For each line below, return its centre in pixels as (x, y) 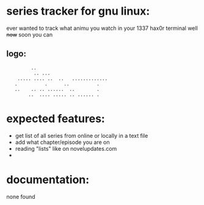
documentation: (48, 180)
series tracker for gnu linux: (78, 11)
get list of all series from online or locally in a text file (82, 135)
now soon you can (30, 34)
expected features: (56, 119)
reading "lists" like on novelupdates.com (66, 148)
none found (21, 196)
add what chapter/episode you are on (62, 142)
